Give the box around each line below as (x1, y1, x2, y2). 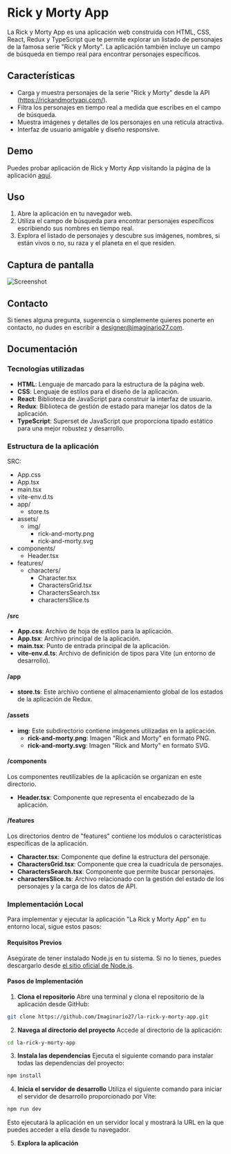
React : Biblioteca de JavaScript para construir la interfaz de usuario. (17, 394, 213, 403)
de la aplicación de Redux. (17, 695, 93, 703)
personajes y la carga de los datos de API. (17, 882, 138, 890)
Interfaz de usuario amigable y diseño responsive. (17, 125, 160, 133)
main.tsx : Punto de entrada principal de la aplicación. (17, 642, 171, 650)
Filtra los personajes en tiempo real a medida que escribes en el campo (17, 103, 221, 112)
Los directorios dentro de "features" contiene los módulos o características (7, 832, 222, 840)
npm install (7, 1072, 41, 1079)
